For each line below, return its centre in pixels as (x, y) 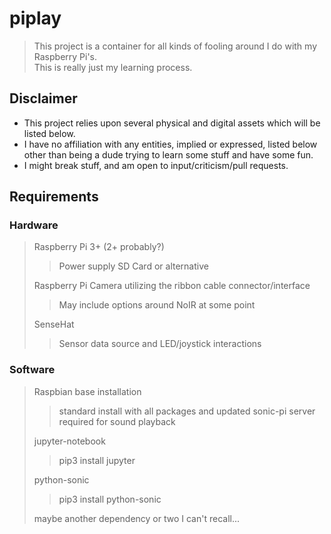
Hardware (34, 225)
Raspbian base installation (87, 391)
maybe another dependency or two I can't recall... (137, 518)
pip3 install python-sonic (110, 499)
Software (32, 370)
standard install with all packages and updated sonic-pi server (187, 411)
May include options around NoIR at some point (157, 305)
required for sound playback (117, 421)
